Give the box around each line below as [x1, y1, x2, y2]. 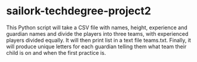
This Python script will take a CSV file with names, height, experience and [6, 24, 188, 31]
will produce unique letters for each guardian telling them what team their [6, 43, 187, 50]
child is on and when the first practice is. [6, 49, 106, 56]
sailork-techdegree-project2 [6, 4, 151, 18]
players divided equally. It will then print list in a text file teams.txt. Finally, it [6, 36, 191, 44]
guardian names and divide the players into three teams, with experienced [6, 30, 189, 37]
